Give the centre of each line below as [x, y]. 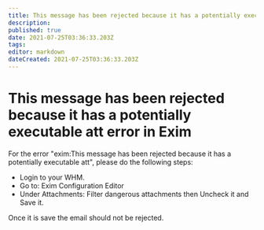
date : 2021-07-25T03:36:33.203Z [61, 37]
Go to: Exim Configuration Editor [71, 185]
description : [29, 23]
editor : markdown [37, 52]
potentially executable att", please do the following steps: [101, 161]
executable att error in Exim [100, 132]
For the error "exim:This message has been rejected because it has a [120, 154]
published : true [35, 30]
